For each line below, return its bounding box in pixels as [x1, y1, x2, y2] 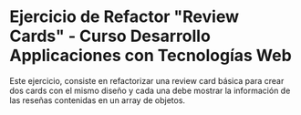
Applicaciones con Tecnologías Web [9, 46, 292, 66]
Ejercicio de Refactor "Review [9, 6, 240, 27]
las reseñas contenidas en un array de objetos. [9, 94, 185, 106]
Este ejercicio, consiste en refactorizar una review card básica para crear [9, 75, 285, 86]
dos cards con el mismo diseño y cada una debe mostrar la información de [9, 85, 291, 96]
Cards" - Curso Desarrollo [9, 26, 212, 47]
